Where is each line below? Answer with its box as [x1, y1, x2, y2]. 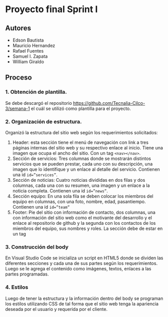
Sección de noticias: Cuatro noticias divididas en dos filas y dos [12, 177, 145, 183]
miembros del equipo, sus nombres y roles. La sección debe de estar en [12, 225, 163, 231]
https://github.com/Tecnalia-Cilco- [73, 100, 145, 106]
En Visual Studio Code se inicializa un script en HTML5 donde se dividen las [5, 255, 163, 261]
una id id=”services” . [12, 171, 58, 178]
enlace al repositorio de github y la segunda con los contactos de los [12, 220, 156, 226]
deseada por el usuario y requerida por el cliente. [5, 306, 107, 312]
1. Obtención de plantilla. [5, 89, 67, 96]
